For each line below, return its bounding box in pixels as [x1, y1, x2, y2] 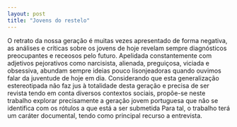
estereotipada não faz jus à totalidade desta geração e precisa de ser [7, 81, 210, 90]
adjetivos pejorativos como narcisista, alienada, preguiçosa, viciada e [7, 59, 210, 67]
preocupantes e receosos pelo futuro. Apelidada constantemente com [7, 51, 212, 60]
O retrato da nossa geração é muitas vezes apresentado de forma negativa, [7, 36, 228, 44]
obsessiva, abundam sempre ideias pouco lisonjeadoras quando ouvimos [7, 66, 221, 75]
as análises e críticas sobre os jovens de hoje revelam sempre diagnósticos [7, 44, 227, 52]
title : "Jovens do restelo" [7, 17, 91, 24]
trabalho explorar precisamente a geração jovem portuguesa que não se [7, 96, 219, 104]
